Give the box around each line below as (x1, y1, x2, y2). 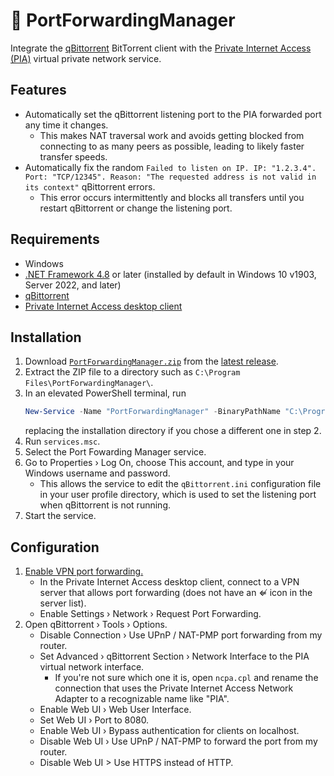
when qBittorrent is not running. (39, 499, 171, 511)
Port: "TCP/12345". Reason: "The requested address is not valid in (24, 172, 317, 182)
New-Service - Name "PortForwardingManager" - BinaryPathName (24, 407, 281, 417)
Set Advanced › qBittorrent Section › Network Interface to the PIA (39, 650, 310, 663)
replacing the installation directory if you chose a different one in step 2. (24, 425, 322, 437)
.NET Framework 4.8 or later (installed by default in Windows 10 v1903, (24, 268, 317, 280)
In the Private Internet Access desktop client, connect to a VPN (39, 576, 300, 588)
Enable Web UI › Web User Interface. (39, 704, 192, 716)
